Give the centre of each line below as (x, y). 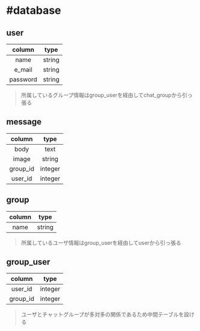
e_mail (23, 70)
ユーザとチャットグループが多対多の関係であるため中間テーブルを (102, 315)
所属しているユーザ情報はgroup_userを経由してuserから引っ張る (101, 242)
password (23, 79)
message (24, 122)
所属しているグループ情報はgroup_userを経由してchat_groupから (102, 95)
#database (34, 11)
